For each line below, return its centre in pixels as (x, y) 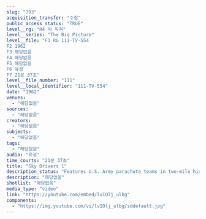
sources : (17, 109)
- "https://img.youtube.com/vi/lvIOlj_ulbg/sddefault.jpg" (89, 206)
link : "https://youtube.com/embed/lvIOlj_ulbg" (68, 194)
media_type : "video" (33, 189)
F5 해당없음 (19, 63)
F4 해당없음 (19, 58)
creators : (19, 120)
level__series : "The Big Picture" (51, 35)
